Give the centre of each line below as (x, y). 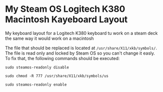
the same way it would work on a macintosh (50, 38)
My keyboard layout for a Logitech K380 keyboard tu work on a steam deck (81, 33)
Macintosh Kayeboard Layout (66, 19)
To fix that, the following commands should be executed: (63, 58)
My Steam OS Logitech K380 (65, 9)
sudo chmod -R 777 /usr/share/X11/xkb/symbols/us (57, 76)
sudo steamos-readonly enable (36, 85)
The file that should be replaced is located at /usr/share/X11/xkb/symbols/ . (81, 48)
